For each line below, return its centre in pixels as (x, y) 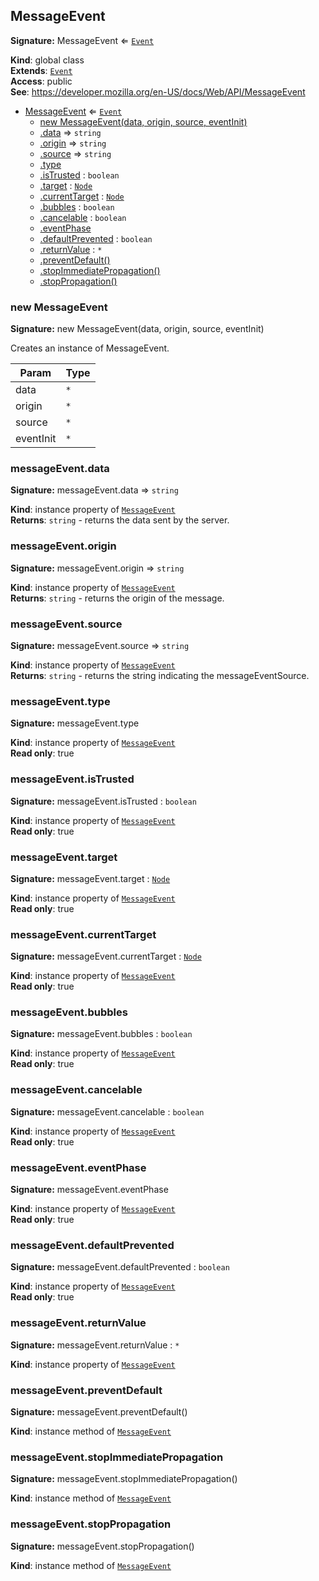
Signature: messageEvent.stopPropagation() (102, 1546)
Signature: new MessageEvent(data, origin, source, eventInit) (137, 329)
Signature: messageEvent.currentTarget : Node (106, 956)
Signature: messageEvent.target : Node (90, 878)
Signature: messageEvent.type (75, 723)
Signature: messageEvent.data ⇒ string (94, 490)
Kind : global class (47, 60)
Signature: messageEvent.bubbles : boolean (101, 1034)
